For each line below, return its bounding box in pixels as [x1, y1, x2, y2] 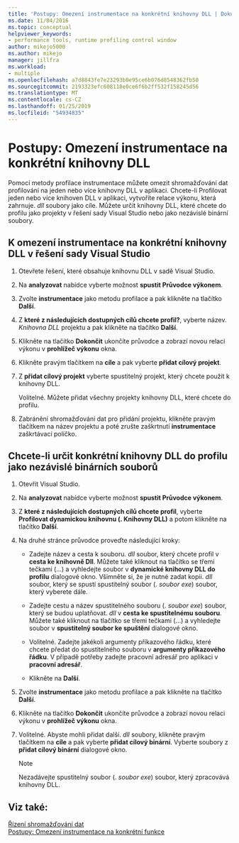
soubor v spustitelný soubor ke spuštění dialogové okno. [28, 624, 198, 632]
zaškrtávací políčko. [18, 429, 77, 438]
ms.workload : [8, 63, 47, 70]
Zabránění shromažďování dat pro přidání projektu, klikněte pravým [18, 414, 216, 423]
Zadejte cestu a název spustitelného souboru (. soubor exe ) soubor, [28, 601, 227, 610]
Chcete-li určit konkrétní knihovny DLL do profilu [8, 450, 228, 462]
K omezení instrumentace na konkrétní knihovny [8, 237, 228, 249]
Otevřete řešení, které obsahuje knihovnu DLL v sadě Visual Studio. [18, 267, 216, 275]
